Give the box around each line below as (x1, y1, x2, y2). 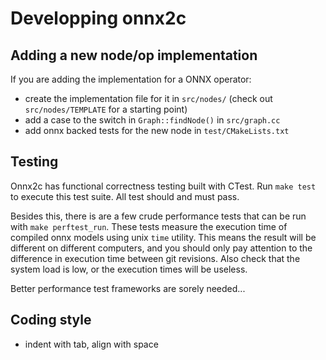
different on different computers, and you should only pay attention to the (10, 242, 313, 254)
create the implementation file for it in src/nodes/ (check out (24, 93, 273, 104)
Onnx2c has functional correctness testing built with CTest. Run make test (10, 180, 317, 192)
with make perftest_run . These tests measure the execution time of (10, 220, 288, 232)
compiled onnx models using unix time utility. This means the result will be (10, 231, 317, 243)
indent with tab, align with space (24, 338, 159, 350)
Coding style (10, 312, 92, 329)
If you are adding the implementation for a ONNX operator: (10, 73, 252, 85)
